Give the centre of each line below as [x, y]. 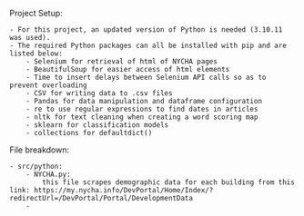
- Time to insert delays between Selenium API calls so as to [146, 77]
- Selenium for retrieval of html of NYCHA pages [122, 62]
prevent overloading [49, 85]
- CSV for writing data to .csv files [99, 93]
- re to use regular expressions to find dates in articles [142, 109]
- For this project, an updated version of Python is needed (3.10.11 [146, 30]
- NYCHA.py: [48, 174]
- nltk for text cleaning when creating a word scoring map [142, 117]
